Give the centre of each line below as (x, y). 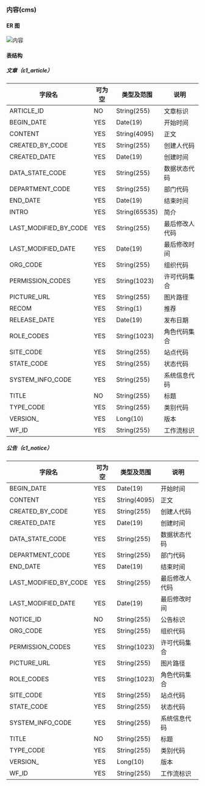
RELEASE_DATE (32, 320)
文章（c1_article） (30, 70)
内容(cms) (21, 9)
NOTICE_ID (25, 619)
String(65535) (137, 211)
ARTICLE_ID (27, 110)
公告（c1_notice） (29, 448)
